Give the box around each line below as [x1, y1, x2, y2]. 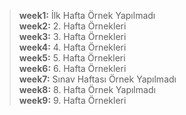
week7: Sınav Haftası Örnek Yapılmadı [18, 73, 177, 85]
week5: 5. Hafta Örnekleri [18, 52, 126, 64]
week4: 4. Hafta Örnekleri [18, 41, 127, 53]
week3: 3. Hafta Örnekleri [18, 31, 127, 42]
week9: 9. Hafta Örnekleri [18, 95, 127, 106]
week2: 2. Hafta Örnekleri [18, 20, 127, 32]
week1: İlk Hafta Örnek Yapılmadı [18, 10, 156, 21]
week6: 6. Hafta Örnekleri [18, 63, 127, 74]
